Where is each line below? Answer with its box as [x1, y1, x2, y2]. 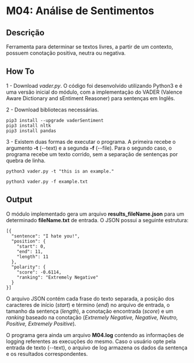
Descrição [6, 28, 45, 38]
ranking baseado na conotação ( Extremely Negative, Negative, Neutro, [6, 313, 178, 321]
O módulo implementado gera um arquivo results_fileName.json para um [6, 210, 185, 217]
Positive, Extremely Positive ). [6, 320, 76, 327]
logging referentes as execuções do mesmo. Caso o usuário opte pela [6, 338, 176, 345]
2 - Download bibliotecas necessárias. [6, 106, 99, 113]
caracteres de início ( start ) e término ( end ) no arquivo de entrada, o [6, 301, 170, 308]
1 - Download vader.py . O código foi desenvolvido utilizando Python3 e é [6, 82, 183, 89]
